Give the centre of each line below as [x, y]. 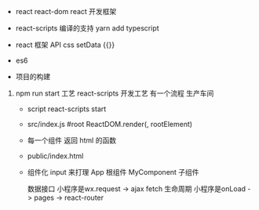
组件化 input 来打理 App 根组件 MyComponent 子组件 [113, 172]
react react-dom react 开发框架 [66, 11]
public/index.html [55, 156]
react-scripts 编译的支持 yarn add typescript [87, 28]
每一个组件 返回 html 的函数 [71, 140]
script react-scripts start [67, 109]
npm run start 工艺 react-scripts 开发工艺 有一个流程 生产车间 [115, 93]
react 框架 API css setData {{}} [65, 45]
